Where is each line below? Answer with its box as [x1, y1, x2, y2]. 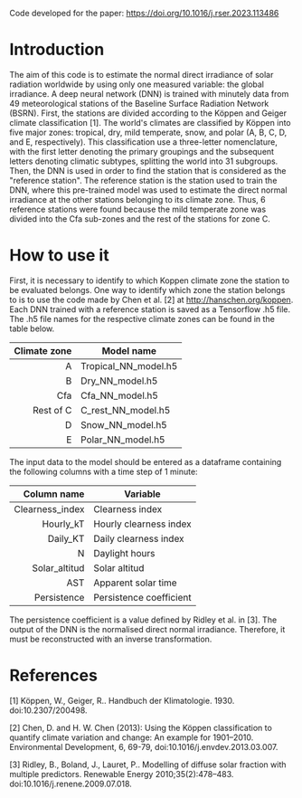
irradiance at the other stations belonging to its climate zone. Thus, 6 [9, 194, 266, 204]
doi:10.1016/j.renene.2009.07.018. [9, 778, 133, 789]
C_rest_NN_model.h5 [80, 404, 171, 416]
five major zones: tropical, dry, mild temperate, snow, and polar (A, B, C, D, [9, 127, 288, 138]
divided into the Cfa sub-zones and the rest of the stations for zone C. [9, 213, 271, 224]
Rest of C [33, 404, 72, 416]
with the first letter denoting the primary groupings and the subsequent [9, 146, 274, 157]
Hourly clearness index [93, 518, 192, 530]
